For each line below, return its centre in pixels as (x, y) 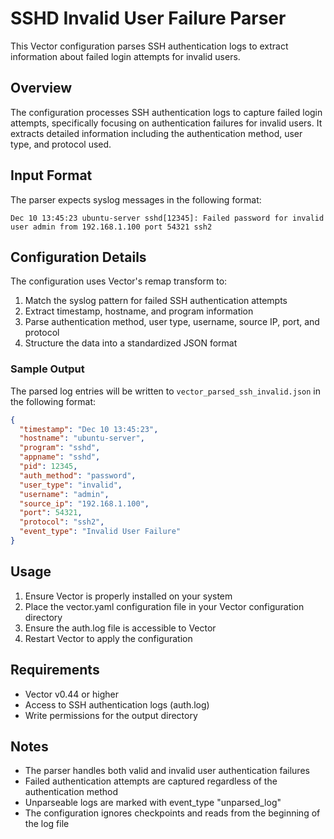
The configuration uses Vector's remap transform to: (119, 281)
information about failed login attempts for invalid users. (125, 56)
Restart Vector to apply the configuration (108, 638)
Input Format (51, 175)
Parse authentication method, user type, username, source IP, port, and (172, 322)
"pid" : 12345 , (48, 467)
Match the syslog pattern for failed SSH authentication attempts (156, 301)
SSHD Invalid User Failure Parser (148, 18)
